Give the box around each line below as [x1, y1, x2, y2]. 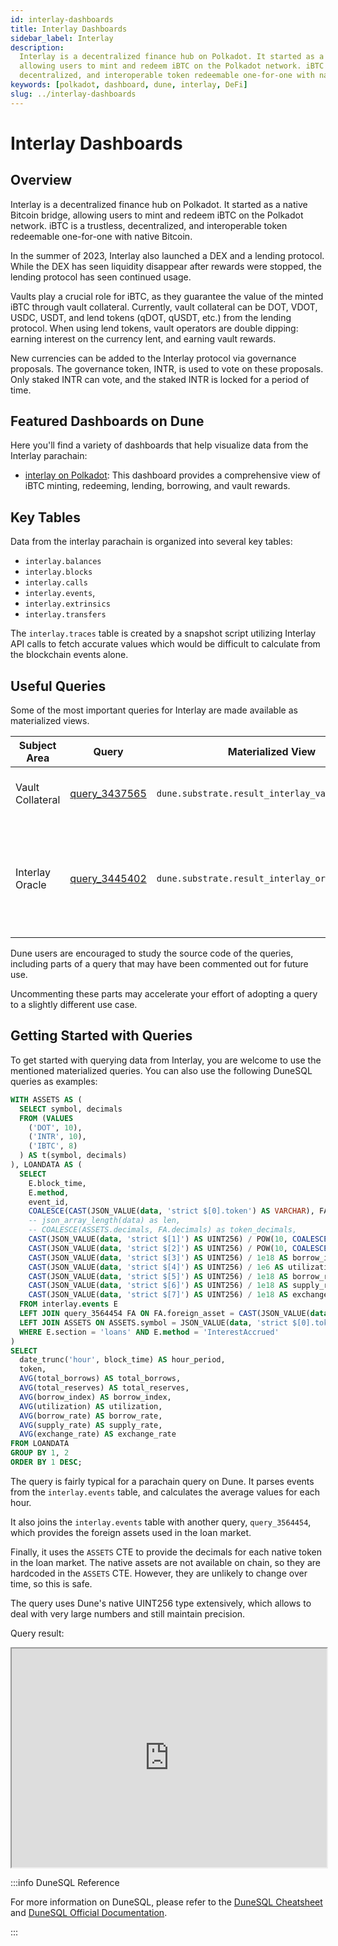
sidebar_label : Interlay [10, 33, 114, 43]
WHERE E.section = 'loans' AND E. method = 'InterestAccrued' [19, 1327, 280, 1337]
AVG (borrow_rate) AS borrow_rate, [19, 1411, 163, 1421]
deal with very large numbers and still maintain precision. [10, 1607, 246, 1620]
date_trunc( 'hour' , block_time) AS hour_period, [19, 1355, 226, 1365]
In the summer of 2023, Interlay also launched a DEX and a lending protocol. [10, 249, 325, 261]
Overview [10, 172, 73, 189]
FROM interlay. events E [19, 1299, 118, 1310]
